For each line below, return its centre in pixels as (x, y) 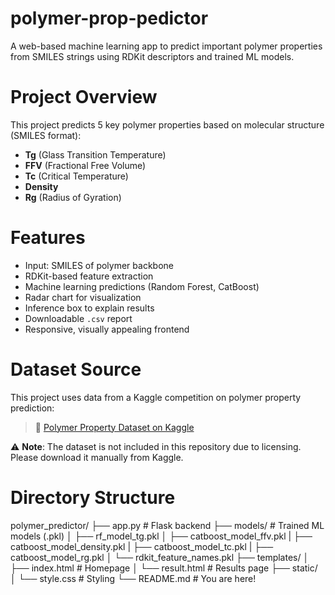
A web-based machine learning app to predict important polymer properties (166, 46)
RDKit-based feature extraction (89, 276)
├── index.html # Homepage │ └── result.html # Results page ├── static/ (164, 568)
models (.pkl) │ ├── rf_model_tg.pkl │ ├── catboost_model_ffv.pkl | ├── (161, 536)
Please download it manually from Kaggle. (97, 457)
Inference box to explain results (89, 308)
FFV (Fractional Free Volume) (85, 165)
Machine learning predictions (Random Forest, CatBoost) (142, 286)
